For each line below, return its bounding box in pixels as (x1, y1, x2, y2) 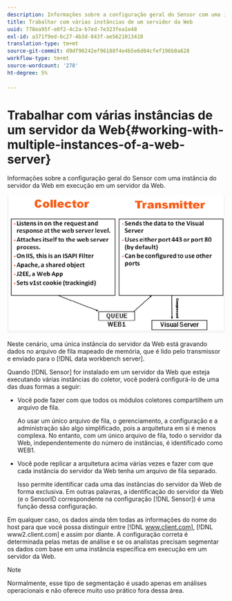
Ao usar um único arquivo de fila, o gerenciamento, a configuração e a (17, 417, 218, 425)
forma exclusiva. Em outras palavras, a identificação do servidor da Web (17, 488, 224, 496)
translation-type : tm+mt (7, 40, 79, 48)
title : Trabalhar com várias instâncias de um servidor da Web (7, 18, 193, 26)
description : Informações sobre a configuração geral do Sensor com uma (7, 11, 221, 18)
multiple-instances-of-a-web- (7, 137, 185, 152)
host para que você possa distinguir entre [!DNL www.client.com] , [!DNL (7, 523, 213, 531)
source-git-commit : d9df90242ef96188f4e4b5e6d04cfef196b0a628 (7, 48, 190, 55)
